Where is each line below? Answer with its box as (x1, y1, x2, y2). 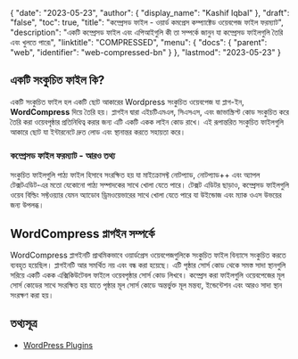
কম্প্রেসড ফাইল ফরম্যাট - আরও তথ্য (10, 149, 115, 161)
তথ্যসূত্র (10, 316, 37, 331)
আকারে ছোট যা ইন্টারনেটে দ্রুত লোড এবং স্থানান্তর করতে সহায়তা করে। (10, 126, 186, 137)
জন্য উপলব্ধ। (10, 200, 45, 210)
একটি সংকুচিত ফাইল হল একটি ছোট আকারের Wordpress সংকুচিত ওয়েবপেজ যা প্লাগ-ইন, (10, 96, 244, 107)
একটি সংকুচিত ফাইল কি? (10, 73, 105, 88)
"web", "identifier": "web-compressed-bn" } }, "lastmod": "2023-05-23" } (10, 47, 282, 57)
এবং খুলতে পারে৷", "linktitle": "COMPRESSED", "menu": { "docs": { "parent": (10, 37, 268, 47)
